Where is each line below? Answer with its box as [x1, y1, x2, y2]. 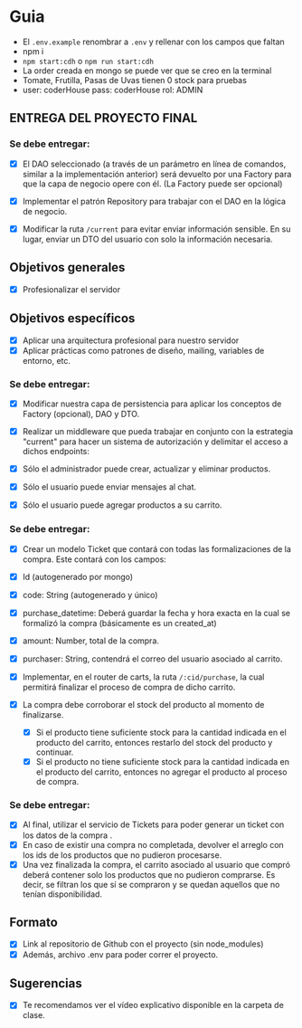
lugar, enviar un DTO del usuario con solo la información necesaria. [22, 233, 273, 244]
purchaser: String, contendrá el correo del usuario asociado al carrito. [22, 653, 283, 664]
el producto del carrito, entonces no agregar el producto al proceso [35, 766, 288, 777]
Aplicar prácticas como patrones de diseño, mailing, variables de [22, 345, 265, 356]
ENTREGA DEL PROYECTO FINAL [9, 110, 198, 126]
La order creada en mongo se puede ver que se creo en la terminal [22, 65, 272, 76]
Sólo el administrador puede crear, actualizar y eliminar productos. [22, 463, 271, 474]
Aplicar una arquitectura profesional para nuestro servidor [22, 335, 240, 346]
